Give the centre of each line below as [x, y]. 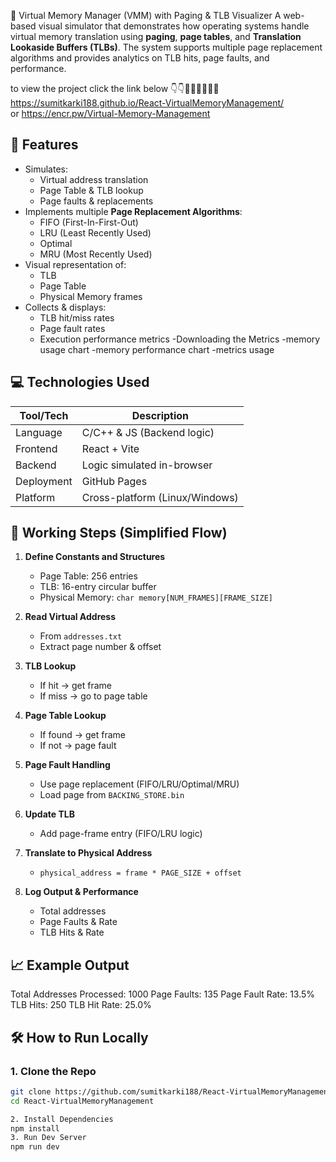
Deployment [44, 481]
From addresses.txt [81, 636]
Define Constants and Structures [95, 557]
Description [160, 415]
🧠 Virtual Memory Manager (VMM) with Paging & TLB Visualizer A [146, 15]
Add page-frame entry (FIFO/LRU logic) [121, 834]
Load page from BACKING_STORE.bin [112, 795]
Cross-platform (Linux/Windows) [160, 497]
